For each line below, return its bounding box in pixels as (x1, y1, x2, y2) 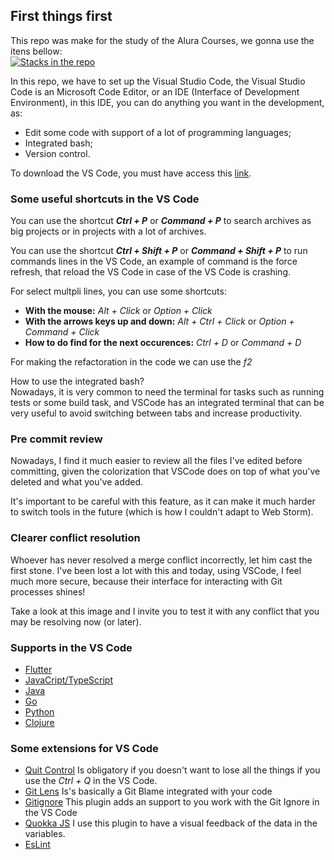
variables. (24, 828, 66, 840)
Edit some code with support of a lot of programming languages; (24, 126, 292, 138)
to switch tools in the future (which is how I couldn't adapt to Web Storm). (10, 506, 314, 518)
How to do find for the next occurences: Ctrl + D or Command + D (24, 337, 302, 349)
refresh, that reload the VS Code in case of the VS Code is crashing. (10, 266, 292, 278)
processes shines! (10, 585, 86, 598)
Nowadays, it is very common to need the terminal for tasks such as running (10, 386, 325, 398)
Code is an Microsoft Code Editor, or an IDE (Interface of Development (10, 85, 300, 98)
